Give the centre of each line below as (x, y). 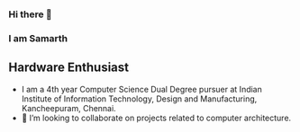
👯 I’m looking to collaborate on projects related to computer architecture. (156, 118)
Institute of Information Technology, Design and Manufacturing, (139, 99)
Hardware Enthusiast (69, 68)
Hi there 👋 (31, 14)
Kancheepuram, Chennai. (68, 108)
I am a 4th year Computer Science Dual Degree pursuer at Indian (141, 89)
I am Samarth (38, 38)
